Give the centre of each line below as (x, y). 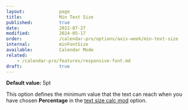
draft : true (38, 66)
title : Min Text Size (50, 17)
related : (17, 55)
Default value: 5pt (29, 83)
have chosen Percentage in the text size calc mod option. (77, 101)
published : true (38, 22)
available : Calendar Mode (50, 50)
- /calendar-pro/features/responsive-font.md (74, 61)
